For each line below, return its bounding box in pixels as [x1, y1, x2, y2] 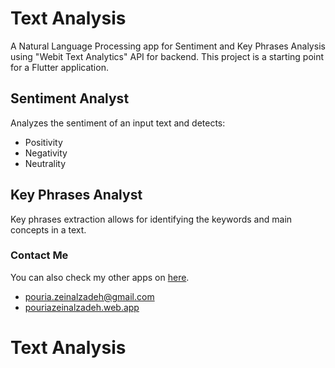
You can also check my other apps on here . [10, 271, 190, 283]
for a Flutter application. [10, 61, 109, 73]
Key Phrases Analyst [10, 187, 143, 204]
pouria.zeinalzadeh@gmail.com [24, 290, 155, 302]
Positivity [24, 136, 63, 148]
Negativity [24, 147, 68, 159]
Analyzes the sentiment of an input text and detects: [10, 117, 226, 129]
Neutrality [24, 157, 66, 169]
